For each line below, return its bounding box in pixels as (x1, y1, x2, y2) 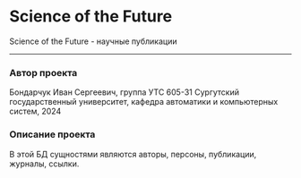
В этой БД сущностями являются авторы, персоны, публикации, (9, 148, 257, 159)
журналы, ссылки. (9, 158, 80, 169)
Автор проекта (9, 66, 78, 79)
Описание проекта (9, 128, 96, 140)
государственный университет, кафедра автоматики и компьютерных (9, 97, 279, 107)
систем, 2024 (9, 106, 62, 117)
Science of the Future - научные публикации (9, 36, 177, 47)
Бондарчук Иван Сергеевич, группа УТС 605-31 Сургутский (9, 87, 240, 97)
